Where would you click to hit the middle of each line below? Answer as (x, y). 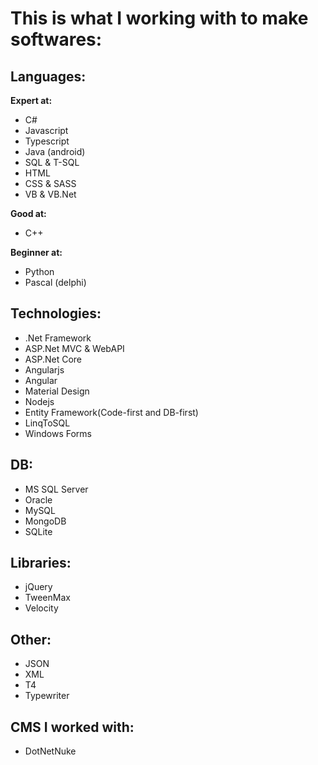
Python (39, 271)
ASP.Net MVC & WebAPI (74, 348)
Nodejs (39, 401)
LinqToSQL (47, 423)
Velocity (41, 608)
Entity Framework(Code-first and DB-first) (111, 412)
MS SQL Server (56, 489)
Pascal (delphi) (55, 282)
